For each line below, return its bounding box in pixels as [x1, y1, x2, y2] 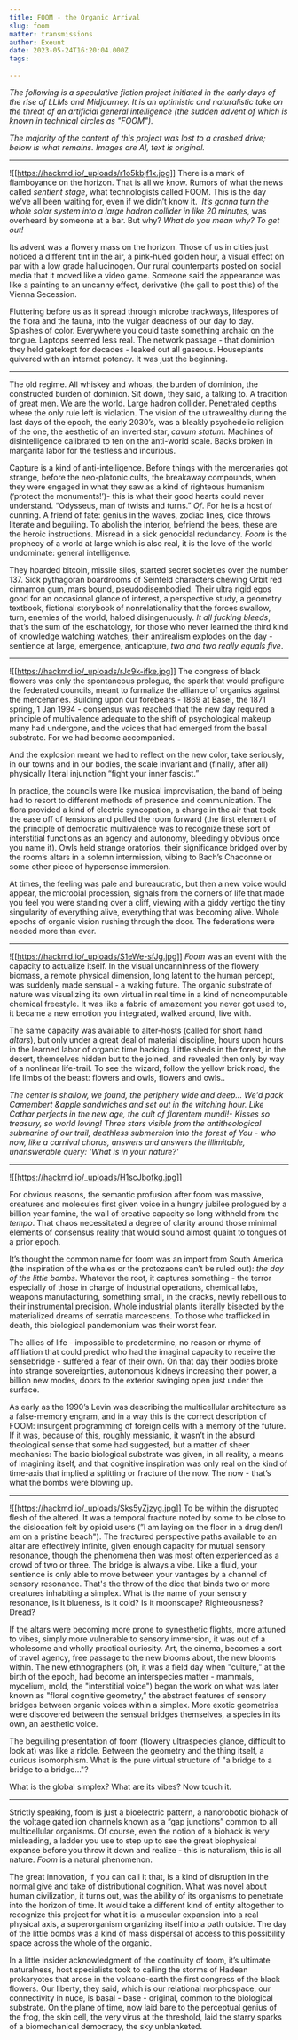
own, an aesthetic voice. [9, 1718, 98, 1729]
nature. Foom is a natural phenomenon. [9, 1854, 153, 1865]
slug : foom [9, 21, 50, 30]
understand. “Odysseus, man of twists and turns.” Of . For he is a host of [9, 500, 273, 511]
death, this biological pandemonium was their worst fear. [9, 1319, 217, 1330]
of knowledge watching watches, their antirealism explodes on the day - [9, 631, 273, 641]
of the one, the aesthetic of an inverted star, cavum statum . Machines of [9, 426, 274, 437]
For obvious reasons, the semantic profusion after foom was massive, [9, 1189, 264, 1199]
